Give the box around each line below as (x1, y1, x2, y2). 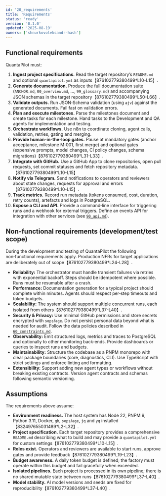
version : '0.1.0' (5, 21, 41, 26)
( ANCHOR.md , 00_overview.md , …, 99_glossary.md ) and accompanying (12, 88, 150, 94)
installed (101, 418, 119, 424)
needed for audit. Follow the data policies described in (12, 323, 124, 329)
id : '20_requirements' (5, 7, 52, 12)
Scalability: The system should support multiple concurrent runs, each (12, 301, 158, 307)
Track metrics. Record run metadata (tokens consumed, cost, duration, (12, 192, 159, 198)
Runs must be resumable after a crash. (12, 279, 92, 285)
